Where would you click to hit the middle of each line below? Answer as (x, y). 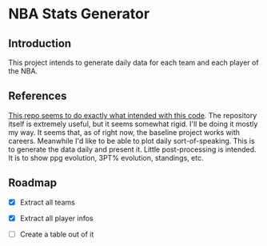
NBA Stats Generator (79, 14)
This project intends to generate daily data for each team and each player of (133, 62)
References (38, 96)
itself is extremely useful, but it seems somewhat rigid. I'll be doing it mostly (133, 124)
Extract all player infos (56, 218)
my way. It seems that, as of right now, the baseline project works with (124, 132)
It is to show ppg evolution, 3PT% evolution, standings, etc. (106, 157)
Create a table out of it (57, 234)
